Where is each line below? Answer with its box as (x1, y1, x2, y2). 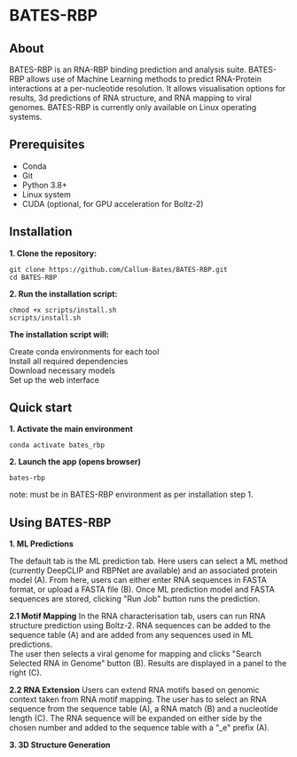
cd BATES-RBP (9, 273, 58, 282)
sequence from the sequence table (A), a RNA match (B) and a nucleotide (9, 704, 278, 714)
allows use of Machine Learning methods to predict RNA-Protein (26, 74, 262, 84)
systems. (9, 112, 43, 122)
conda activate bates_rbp (9, 441, 105, 450)
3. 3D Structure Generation (9, 739, 111, 751)
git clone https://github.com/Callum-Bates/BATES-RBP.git (9, 265, 228, 274)
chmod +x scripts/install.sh (9, 306, 117, 315)
